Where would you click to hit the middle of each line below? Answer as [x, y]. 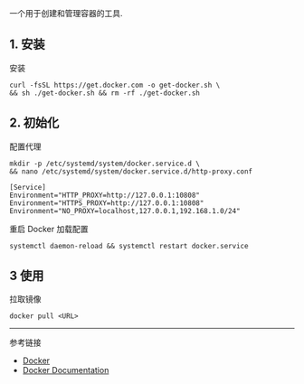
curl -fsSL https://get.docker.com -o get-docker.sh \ [115, 85]
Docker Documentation [66, 370]
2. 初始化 [34, 123]
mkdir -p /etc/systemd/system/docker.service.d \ [105, 164]
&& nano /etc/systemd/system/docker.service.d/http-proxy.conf [131, 171]
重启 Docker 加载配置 [49, 229]
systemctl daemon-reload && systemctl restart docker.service [129, 246]
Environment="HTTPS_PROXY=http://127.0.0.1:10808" [107, 203]
